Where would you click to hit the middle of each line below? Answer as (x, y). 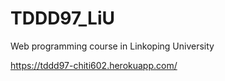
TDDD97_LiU (63, 18)
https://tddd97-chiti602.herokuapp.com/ (94, 65)
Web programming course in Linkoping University (112, 46)
